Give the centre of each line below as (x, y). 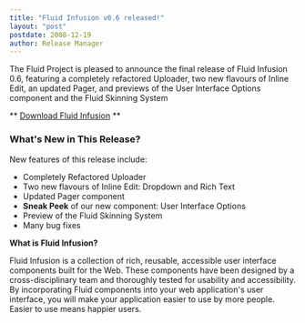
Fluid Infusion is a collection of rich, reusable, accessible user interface (143, 260)
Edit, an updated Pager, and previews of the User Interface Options (135, 88)
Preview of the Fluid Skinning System (92, 216)
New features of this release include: (78, 159)
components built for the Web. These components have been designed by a (152, 270)
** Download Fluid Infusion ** (65, 116)
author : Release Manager (56, 43)
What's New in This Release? (75, 139)
